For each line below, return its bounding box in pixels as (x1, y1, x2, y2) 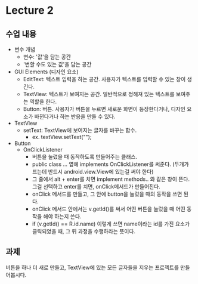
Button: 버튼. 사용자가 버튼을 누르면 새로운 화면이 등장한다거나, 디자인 (23, 106, 186, 112)
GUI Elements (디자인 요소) (14, 68, 79, 75)
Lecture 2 (5, 4, 54, 17)
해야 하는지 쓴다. (43, 213, 82, 220)
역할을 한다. (29, 98, 57, 105)
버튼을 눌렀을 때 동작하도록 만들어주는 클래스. (32, 153, 138, 160)
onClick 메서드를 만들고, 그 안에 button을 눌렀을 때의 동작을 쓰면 (32, 190, 182, 197)
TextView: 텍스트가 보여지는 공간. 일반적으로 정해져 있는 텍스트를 (23, 91, 175, 97)
